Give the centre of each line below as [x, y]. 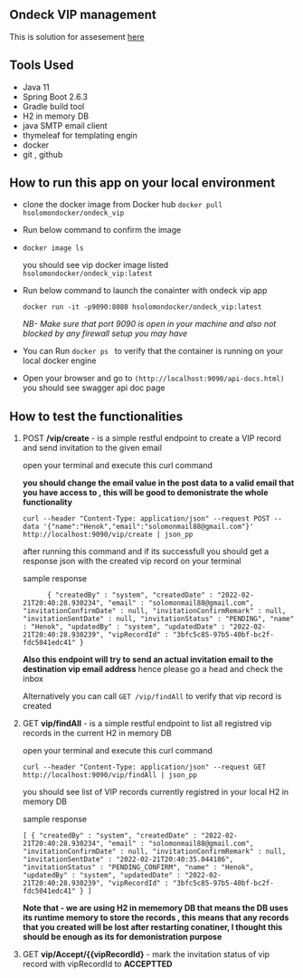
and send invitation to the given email [92, 448]
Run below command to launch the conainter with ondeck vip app [145, 291]
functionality [47, 503]
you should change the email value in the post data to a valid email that [158, 483]
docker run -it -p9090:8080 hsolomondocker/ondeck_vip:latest [142, 307]
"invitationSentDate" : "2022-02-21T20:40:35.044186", [128, 859]
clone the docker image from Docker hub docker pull [123, 205]
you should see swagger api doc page [94, 388]
